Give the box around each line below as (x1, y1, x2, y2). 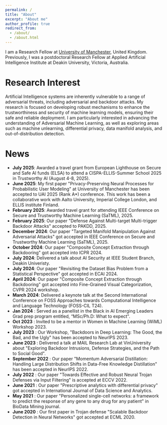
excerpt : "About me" (5, 16, 48, 21)
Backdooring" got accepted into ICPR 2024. (12, 249, 103, 255)
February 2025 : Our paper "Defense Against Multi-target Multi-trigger (12, 218, 158, 224)
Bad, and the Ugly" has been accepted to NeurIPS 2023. (12, 334, 129, 340)
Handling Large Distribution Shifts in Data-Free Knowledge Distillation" (12, 361, 158, 367)
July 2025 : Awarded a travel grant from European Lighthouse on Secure (12, 164, 161, 170)
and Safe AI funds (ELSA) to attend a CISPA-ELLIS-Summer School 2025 (12, 170, 162, 176)
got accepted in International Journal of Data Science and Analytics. (12, 388, 153, 394)
